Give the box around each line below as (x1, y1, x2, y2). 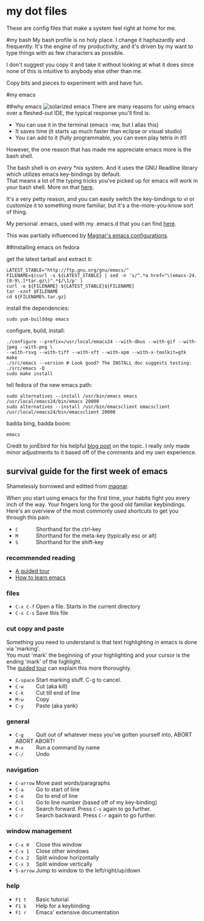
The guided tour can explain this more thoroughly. (6, 664, 132, 671)
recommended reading (6, 553, 76, 562)
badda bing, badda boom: (6, 419, 71, 427)
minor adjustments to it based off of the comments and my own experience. (6, 449, 197, 456)
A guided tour (15, 567, 50, 575)
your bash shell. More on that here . (6, 183, 94, 191)
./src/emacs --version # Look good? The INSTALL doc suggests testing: (6, 360, 192, 366)
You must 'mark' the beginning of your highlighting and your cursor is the (6, 651, 190, 659)
